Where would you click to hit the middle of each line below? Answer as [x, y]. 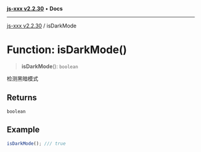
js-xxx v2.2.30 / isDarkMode [42, 26]
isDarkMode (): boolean [50, 66]
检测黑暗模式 [22, 78]
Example [23, 130]
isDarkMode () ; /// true [36, 143]
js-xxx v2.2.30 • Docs [35, 9]
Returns [22, 98]
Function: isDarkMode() [67, 50]
